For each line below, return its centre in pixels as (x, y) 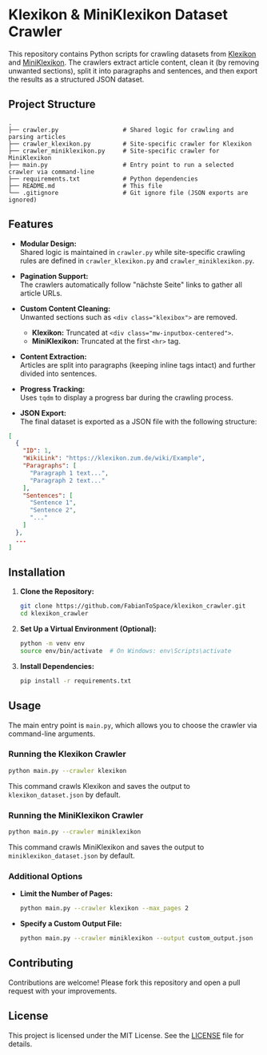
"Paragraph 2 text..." (67, 480)
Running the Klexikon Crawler (67, 754)
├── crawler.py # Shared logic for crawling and (121, 129)
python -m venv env (52, 644)
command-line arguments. (52, 734)
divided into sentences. (58, 373)
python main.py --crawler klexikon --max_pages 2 (104, 909)
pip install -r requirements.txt (76, 681)
